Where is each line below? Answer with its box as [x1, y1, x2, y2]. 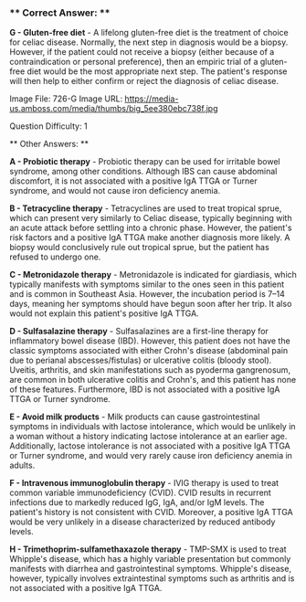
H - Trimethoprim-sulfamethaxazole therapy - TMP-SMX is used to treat [9, 544, 287, 554]
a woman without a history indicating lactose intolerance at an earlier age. [9, 431, 288, 442]
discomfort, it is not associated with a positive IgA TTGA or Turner [9, 175, 258, 186]
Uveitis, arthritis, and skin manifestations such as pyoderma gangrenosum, [9, 364, 290, 375]
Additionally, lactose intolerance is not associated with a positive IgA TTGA [9, 440, 290, 451]
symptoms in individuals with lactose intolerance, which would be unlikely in [9, 421, 296, 432]
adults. [9, 459, 36, 471]
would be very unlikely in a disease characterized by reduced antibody [9, 516, 276, 527]
